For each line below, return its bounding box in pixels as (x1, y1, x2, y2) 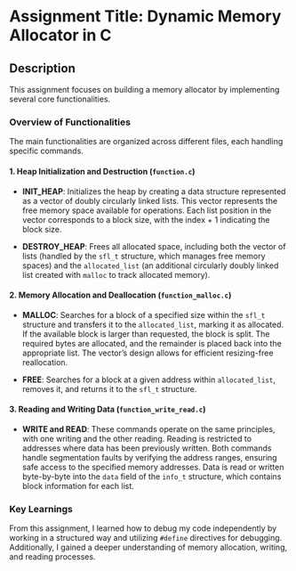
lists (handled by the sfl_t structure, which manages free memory (21, 250, 266, 261)
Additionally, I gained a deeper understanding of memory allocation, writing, (9, 542, 288, 553)
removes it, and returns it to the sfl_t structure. (21, 383, 197, 394)
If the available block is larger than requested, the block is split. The (21, 328, 270, 339)
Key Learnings (9, 502, 74, 515)
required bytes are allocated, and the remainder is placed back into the (21, 338, 282, 348)
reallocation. (21, 356, 68, 367)
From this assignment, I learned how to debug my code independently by (9, 523, 277, 534)
